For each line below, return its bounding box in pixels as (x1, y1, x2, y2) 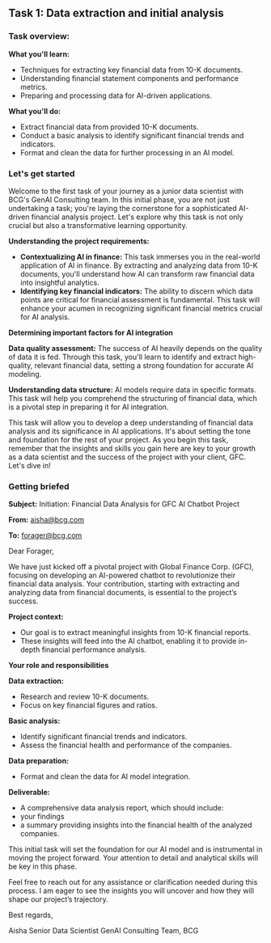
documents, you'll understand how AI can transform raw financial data (19, 269, 255, 278)
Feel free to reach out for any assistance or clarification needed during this (8, 877, 258, 887)
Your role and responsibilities (8, 661, 109, 670)
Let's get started (8, 167, 75, 179)
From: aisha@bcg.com (8, 515, 85, 525)
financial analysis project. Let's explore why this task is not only (31, 212, 243, 222)
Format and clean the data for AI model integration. (19, 772, 191, 781)
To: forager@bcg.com (8, 531, 83, 540)
